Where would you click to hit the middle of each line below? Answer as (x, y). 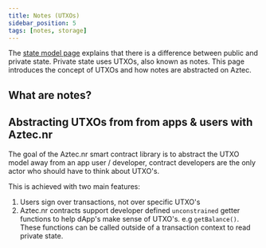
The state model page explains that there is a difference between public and (133, 53)
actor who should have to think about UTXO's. (84, 171)
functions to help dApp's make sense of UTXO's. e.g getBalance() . (129, 218)
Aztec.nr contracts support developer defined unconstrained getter (130, 210)
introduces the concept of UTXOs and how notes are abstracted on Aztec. (130, 70)
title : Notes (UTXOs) (44, 16)
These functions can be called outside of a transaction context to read (135, 227)
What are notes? (50, 95)
